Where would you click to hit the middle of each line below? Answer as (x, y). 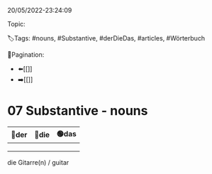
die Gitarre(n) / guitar (38, 162)
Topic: (17, 24)
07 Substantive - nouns (78, 111)
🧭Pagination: (26, 55)
